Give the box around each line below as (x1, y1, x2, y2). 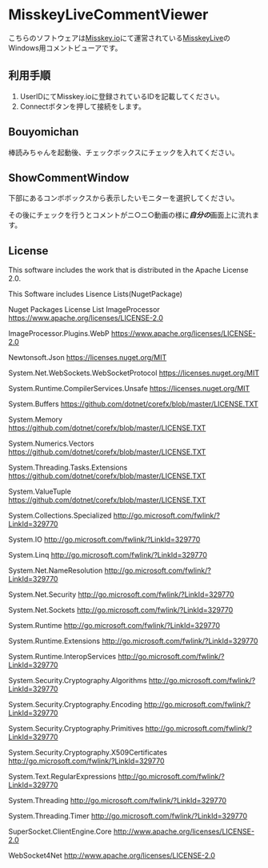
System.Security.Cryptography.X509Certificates (8, 748, 168, 758)
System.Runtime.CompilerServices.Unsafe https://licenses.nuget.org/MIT (8, 384, 250, 394)
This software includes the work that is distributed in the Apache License (8, 266, 249, 275)
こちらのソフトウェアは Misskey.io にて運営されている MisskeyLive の (8, 33, 230, 42)
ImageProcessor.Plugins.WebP (8, 329, 110, 338)
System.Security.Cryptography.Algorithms (8, 676, 147, 686)
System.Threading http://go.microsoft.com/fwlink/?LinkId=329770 (8, 796, 226, 806)
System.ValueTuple (8, 486, 72, 497)
